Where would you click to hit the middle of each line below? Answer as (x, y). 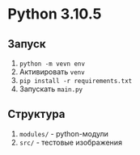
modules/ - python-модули (64, 133)
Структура (36, 114)
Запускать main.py (51, 89)
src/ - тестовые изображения (71, 142)
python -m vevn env (52, 64)
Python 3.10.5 (55, 14)
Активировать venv (52, 72)
